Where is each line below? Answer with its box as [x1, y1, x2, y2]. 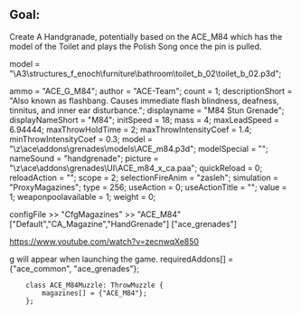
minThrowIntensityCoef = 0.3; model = [9, 133, 154, 144]
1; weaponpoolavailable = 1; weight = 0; [9, 191, 156, 202]
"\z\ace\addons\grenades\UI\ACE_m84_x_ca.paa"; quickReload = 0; [9, 162, 263, 173]
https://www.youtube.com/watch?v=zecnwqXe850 [9, 235, 200, 247]
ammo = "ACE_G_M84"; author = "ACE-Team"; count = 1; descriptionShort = [9, 85, 293, 96]
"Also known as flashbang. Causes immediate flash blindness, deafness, [9, 95, 279, 106]
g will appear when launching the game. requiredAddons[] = [9, 253, 234, 264]
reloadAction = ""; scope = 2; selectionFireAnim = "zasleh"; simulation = [9, 172, 278, 183]
